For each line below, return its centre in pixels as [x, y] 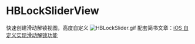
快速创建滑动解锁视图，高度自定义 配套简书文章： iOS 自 [97, 28]
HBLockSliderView [53, 11]
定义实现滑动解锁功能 [32, 35]
